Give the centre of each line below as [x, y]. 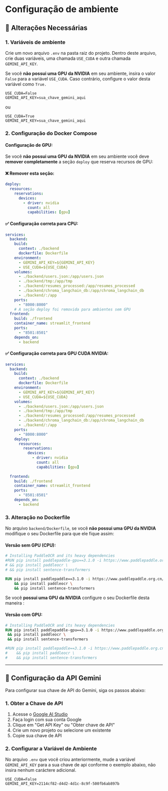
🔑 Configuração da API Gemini [53, 678]
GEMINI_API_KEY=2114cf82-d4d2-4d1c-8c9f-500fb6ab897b [62, 784]
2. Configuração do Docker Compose [51, 133]
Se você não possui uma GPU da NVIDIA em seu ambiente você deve [77, 156]
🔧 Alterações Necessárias [46, 28]
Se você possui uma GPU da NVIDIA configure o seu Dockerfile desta [77, 598]
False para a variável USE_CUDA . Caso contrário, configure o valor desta [78, 78]
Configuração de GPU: [29, 145]
